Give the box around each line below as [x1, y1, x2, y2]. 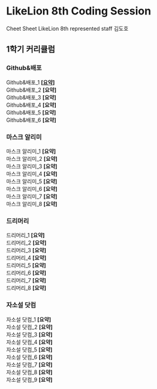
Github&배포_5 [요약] [6, 108, 56, 116]
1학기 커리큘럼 [6, 44, 55, 55]
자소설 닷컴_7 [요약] [6, 361, 53, 368]
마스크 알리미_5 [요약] [6, 178, 58, 185]
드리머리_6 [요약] [6, 269, 47, 276]
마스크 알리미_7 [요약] [6, 193, 58, 200]
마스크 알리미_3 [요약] [6, 163, 58, 170]
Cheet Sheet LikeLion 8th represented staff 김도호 [6, 25, 129, 32]
